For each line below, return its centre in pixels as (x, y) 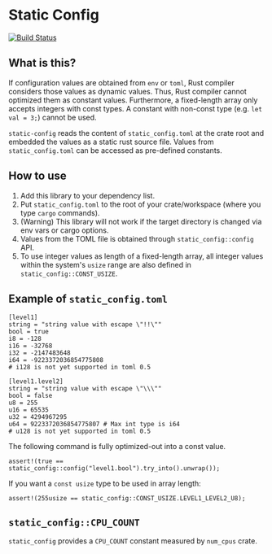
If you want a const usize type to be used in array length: (105, 484)
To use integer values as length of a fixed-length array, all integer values (142, 256)
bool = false (31, 396)
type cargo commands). (60, 212)
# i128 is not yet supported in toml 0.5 (80, 368)
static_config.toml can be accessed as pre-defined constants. (115, 150)
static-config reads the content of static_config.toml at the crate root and (136, 133)
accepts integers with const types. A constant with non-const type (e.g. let (136, 108)
